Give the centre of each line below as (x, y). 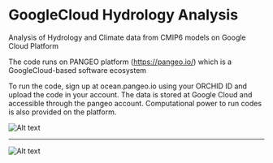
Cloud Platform (34, 45)
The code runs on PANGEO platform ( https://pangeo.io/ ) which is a (120, 62)
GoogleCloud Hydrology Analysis (123, 15)
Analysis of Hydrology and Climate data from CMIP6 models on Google (127, 37)
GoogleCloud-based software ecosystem (78, 70)
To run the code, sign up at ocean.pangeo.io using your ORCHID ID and (128, 86)
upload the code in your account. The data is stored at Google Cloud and (130, 94)
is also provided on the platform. (63, 112)
